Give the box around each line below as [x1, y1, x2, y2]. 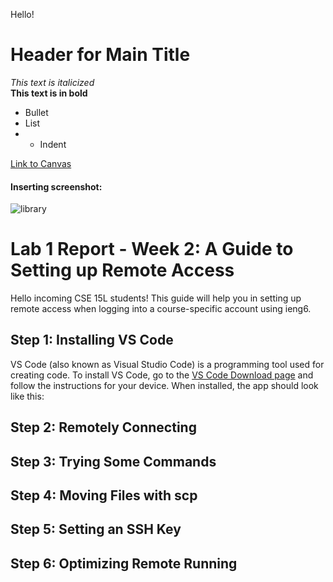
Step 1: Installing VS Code [10, 332, 174, 349]
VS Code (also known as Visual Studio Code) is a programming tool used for [10, 358, 325, 370]
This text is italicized [10, 76, 95, 88]
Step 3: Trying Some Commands [10, 453, 217, 470]
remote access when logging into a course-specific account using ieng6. [10, 303, 312, 315]
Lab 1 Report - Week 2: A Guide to [10, 238, 294, 261]
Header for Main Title [10, 44, 191, 66]
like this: [10, 390, 45, 402]
